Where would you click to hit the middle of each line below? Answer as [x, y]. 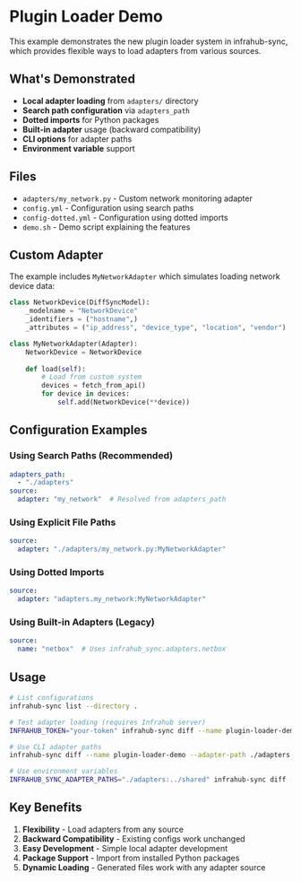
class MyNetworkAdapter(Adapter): [74, 344]
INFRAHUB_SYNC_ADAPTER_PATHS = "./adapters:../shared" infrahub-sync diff [148, 780]
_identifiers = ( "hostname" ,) [82, 319]
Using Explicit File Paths [63, 522]
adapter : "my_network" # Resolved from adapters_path [122, 500]
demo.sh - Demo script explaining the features [106, 227]
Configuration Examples [78, 430]
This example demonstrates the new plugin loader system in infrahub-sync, [149, 41]
